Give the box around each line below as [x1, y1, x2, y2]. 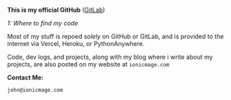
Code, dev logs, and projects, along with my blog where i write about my [7, 53, 213, 61]
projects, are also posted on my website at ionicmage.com [7, 60, 170, 68]
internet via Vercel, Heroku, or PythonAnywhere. [7, 40, 145, 47]
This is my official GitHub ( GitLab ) [7, 6, 106, 14]
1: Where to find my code [7, 19, 78, 27]
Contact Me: [7, 73, 43, 82]
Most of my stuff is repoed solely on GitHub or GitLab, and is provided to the [7, 32, 224, 40]
